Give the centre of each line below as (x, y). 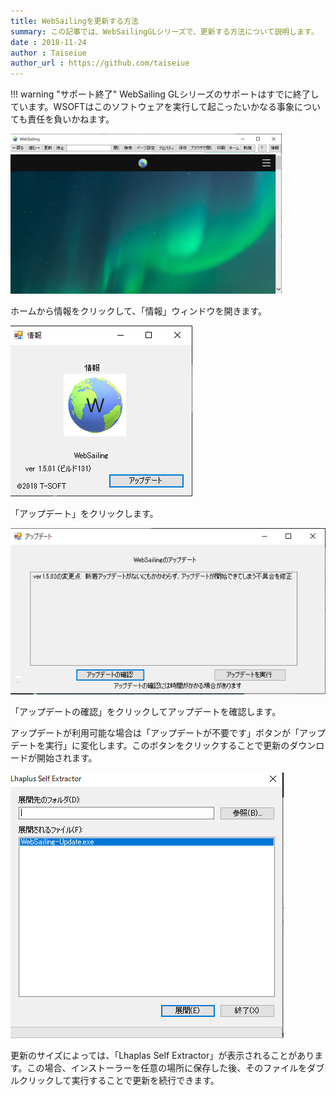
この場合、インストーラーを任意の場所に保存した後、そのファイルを (167, 1068)
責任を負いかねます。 (71, 119)
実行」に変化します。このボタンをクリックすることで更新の (167, 746)
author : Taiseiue (48, 53)
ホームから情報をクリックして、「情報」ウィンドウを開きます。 (139, 311)
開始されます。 (67, 758)
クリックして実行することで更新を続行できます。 (119, 1081)
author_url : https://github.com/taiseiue (100, 63)
